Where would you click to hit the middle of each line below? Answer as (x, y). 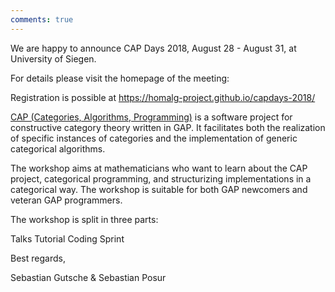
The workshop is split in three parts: (84, 219)
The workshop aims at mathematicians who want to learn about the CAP (159, 168)
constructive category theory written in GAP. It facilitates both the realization (168, 127)
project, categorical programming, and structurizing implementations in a (161, 178)
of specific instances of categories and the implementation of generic (154, 138)
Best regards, (38, 258)
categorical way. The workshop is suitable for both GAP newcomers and (159, 189)
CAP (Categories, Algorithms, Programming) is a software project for (151, 117)
